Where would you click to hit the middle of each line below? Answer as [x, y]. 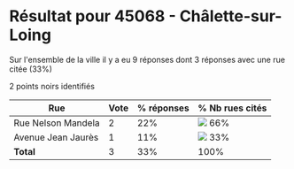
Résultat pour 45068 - [93, 16]
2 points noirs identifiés [52, 86]
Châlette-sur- [231, 16]
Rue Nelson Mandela [57, 123]
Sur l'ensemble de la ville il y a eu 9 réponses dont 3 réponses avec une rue [147, 59]
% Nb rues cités [232, 108]
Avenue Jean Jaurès [56, 137]
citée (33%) [31, 69]
